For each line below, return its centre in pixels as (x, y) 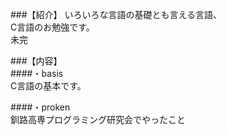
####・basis (37, 73)
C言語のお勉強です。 (52, 27)
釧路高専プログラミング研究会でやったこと (98, 119)
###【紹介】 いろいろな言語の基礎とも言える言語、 (116, 14)
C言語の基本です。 (48, 86)
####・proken (40, 107)
